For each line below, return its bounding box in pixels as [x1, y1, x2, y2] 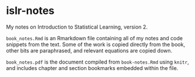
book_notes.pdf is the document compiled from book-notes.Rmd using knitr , [6, 58, 189, 65]
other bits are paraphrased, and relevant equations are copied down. [6, 47, 173, 54]
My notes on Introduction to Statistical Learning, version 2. [6, 23, 148, 30]
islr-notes [6, 4, 55, 17]
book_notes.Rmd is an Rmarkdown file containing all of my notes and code [6, 34, 183, 41]
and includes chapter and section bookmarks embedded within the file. [6, 64, 179, 71]
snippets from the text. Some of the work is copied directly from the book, [6, 41, 186, 48]
